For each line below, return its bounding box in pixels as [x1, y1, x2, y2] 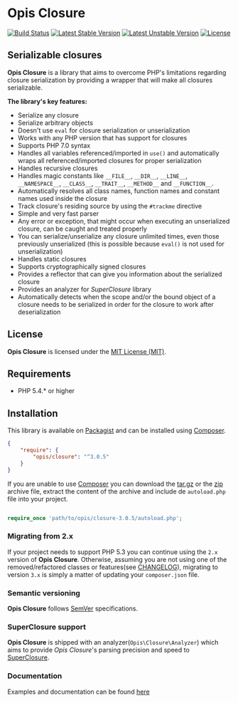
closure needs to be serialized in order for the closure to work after [17, 300, 215, 308]
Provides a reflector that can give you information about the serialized [17, 269, 222, 278]
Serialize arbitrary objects [17, 118, 94, 127]
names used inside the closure [17, 194, 108, 202]
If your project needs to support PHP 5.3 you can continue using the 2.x [7, 547, 218, 556]
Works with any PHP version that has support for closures [17, 133, 188, 142]
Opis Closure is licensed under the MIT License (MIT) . [7, 347, 167, 355]
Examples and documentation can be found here [7, 687, 151, 696]
